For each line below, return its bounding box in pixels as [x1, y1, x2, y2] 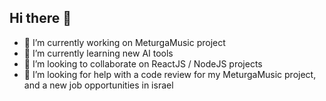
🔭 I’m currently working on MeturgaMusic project [23, 36, 226, 48]
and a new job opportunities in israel [23, 79, 174, 91]
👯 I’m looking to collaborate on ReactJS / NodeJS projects [23, 57, 263, 70]
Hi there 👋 [9, 10, 72, 27]
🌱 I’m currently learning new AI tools [23, 47, 174, 59]
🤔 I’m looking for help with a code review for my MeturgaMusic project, [23, 68, 317, 80]
